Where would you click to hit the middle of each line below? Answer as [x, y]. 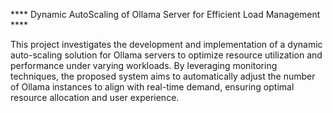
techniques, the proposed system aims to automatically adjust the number [163, 76]
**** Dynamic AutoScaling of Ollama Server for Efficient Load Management [165, 14]
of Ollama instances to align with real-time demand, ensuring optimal [152, 87]
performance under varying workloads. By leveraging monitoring [144, 65]
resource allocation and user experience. [95, 97]
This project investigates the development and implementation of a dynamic [166, 44]
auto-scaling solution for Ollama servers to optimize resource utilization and [166, 55]
